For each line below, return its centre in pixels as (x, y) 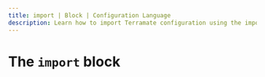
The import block (64, 62)
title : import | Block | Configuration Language (90, 15)
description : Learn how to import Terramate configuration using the (125, 23)
